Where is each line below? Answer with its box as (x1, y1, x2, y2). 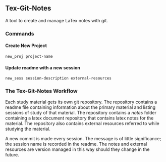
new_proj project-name (5, 54, 53, 59)
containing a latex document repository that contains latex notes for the (5, 115, 154, 121)
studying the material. (5, 126, 50, 132)
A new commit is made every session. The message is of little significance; (5, 136, 161, 142)
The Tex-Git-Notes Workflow (5, 88, 78, 95)
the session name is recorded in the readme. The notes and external (5, 141, 147, 147)
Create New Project (5, 43, 47, 49)
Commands (5, 30, 34, 37)
